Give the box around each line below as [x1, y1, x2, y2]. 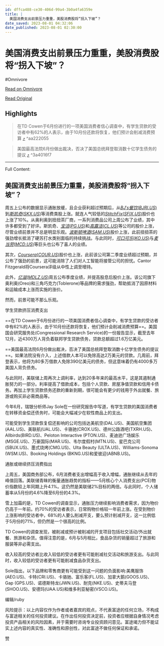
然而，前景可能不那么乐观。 [5, 296, 61, 303]
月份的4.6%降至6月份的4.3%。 [20, 489, 83, 496]
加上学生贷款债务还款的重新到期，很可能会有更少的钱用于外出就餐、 [18, 387, 155, 393]
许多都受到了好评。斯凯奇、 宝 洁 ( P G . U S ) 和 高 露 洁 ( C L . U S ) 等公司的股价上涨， [5, 223, 157, 229]
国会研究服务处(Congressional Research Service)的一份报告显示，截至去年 [5, 330, 155, 335]
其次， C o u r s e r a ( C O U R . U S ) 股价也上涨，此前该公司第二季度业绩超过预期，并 [5, 251, 158, 257]
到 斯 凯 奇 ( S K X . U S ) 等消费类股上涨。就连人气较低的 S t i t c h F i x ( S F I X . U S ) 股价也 [5, 210, 155, 216]
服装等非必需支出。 [5, 541, 44, 547]
